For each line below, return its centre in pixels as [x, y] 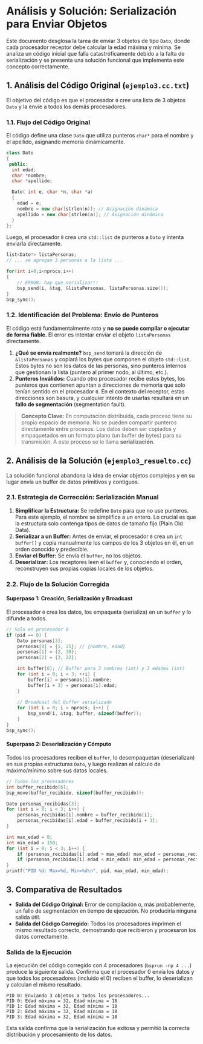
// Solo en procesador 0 [37, 629]
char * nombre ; [29, 176]
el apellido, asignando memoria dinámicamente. [66, 142]
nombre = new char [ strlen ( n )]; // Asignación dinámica [88, 209]
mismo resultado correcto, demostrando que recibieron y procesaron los [105, 930]
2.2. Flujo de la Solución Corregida [58, 584]
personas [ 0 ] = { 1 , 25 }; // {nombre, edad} [71, 646]
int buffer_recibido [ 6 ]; [37, 787]
